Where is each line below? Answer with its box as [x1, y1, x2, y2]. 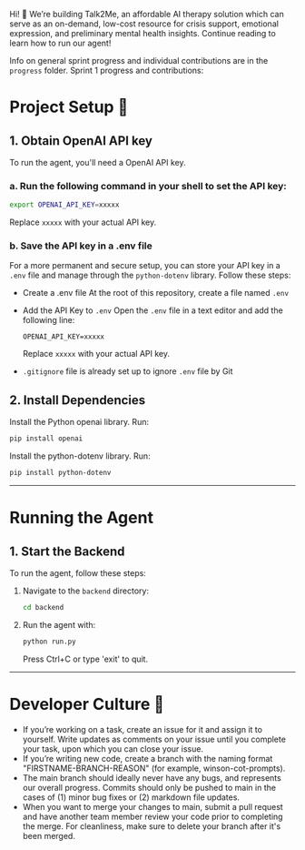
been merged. [22, 830, 75, 841]
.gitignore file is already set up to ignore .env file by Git [22, 366, 233, 377]
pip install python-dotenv [9, 469, 112, 478]
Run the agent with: [22, 619, 96, 630]
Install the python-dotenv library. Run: [9, 450, 152, 461]
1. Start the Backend [9, 543, 125, 559]
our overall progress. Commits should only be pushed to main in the [22, 782, 277, 793]
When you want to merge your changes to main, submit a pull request [22, 801, 283, 812]
